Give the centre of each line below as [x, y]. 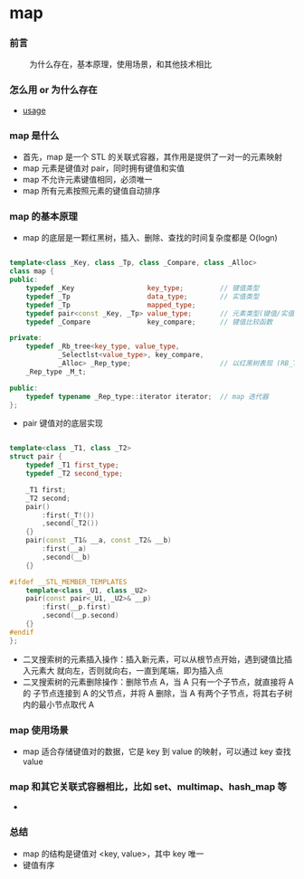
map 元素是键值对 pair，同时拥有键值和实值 [104, 168]
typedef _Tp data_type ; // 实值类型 [142, 297]
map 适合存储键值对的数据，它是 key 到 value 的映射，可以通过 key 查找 [157, 751]
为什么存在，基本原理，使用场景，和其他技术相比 [121, 64]
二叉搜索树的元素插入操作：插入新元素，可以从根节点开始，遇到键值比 [153, 659]
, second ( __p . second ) [81, 616]
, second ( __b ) [66, 557]
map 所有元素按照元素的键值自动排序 [91, 191]
